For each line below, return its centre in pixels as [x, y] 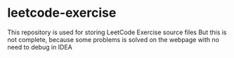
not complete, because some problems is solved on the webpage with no [113, 39]
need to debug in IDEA [40, 47]
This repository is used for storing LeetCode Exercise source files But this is [117, 32]
